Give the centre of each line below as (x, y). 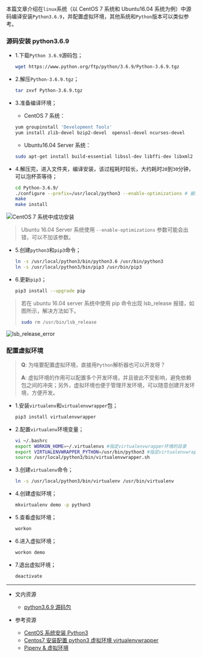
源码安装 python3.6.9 (38, 41)
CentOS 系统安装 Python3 (56, 632)
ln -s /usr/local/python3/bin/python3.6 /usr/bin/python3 (89, 261)
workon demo (30, 552)
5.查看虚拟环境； (36, 518)
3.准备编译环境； (36, 103)
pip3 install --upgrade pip (50, 291)
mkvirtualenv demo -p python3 (53, 505)
